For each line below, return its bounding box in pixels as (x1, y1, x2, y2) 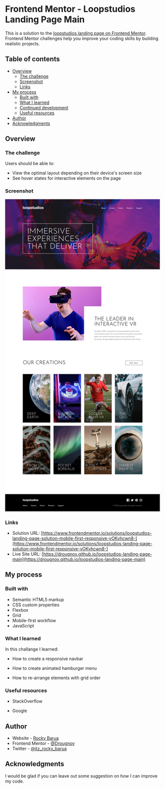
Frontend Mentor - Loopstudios (5, 3, 136, 15)
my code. (5, 778, 25, 784)
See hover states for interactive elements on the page (12, 175, 121, 181)
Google (12, 708, 27, 714)
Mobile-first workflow (12, 617, 56, 624)
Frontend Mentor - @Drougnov (12, 740, 75, 747)
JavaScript (12, 623, 34, 628)
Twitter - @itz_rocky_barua (12, 746, 67, 752)
